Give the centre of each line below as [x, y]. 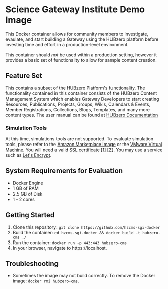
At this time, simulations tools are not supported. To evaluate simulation [79, 139]
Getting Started [30, 215]
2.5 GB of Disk [27, 194]
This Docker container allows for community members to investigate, [77, 34]
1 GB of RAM [25, 188]
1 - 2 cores [24, 199]
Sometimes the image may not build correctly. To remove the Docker [84, 276]
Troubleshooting [32, 264]
